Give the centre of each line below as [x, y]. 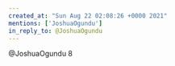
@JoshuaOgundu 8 [41, 54]
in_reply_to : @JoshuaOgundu [56, 31]
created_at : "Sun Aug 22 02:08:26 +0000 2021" [88, 16]
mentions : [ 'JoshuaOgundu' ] [56, 23]
